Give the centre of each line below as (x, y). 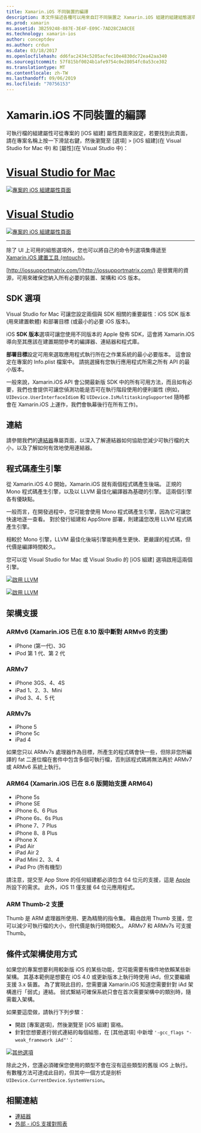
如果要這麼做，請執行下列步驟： (45, 1012)
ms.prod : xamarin (28, 23)
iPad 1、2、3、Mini (39, 691)
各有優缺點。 (22, 499)
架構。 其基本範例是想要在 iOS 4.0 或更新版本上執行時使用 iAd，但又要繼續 (98, 977)
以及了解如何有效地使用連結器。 (56, 448)
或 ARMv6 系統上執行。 (35, 766)
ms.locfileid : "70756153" (38, 84)
